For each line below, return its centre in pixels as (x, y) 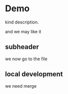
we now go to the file (26, 59)
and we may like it (23, 31)
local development (34, 74)
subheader (22, 47)
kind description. (22, 22)
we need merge (21, 86)
